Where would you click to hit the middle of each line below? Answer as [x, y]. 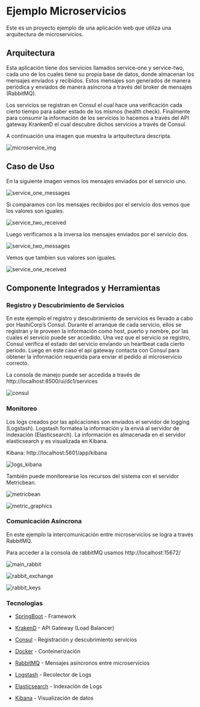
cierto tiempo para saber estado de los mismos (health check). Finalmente [98, 111]
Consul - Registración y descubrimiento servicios [76, 639]
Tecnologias [25, 603]
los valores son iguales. [35, 211]
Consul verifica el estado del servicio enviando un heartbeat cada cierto [95, 344]
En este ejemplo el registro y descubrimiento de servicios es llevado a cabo [100, 318]
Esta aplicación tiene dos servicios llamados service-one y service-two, [95, 68]
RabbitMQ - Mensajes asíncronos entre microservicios [82, 663]
